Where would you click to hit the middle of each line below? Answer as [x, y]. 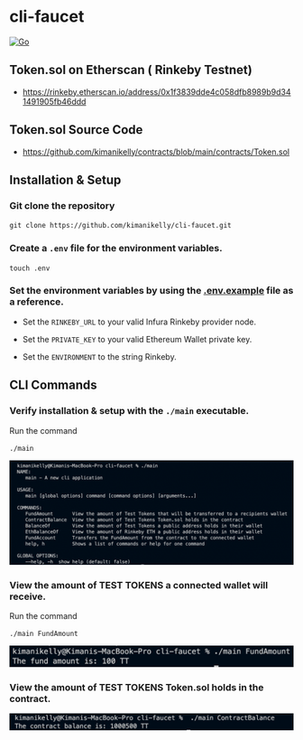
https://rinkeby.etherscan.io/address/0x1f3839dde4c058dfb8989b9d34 [156, 91]
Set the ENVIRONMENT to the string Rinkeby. [100, 356]
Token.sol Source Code [76, 130]
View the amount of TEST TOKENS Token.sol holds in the [137, 687]
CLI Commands [53, 385]
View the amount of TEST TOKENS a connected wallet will [139, 585]
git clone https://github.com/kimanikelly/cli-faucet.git [120, 226]
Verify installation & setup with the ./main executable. [129, 411]
